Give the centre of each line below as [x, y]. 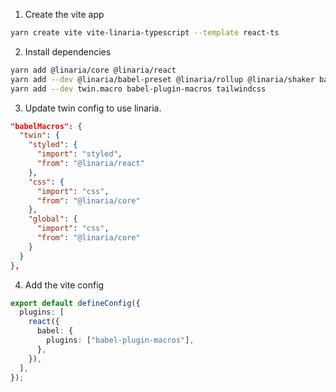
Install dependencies [68, 51]
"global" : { [53, 219]
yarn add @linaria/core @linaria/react [93, 70]
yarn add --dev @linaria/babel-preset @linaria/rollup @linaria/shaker [162, 79]
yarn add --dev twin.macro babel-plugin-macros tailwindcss [138, 89]
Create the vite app [64, 14]
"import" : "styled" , [79, 154]
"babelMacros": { [46, 126]
